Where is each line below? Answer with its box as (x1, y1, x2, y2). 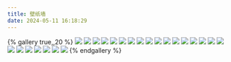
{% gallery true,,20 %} (7, 37, 73, 46)
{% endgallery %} (69, 46, 122, 54)
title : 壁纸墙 (7, 10, 46, 18)
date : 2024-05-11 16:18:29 (7, 17, 87, 24)
